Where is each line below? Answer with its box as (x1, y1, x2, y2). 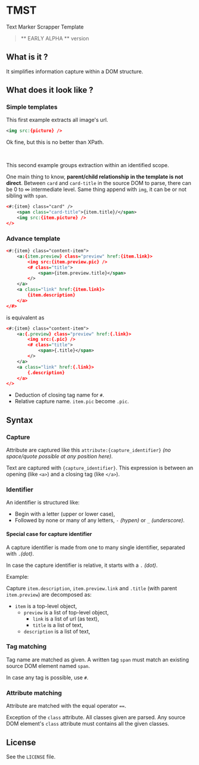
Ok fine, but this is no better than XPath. (6, 139, 104, 146)
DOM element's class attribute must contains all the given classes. (6, 720, 169, 728)
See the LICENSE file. (6, 753, 56, 760)
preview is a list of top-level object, (23, 609, 109, 616)
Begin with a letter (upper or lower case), (14, 510, 115, 518)
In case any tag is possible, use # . (6, 673, 89, 681)
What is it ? (6, 52, 49, 62)
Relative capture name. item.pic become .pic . (14, 398, 129, 405)
